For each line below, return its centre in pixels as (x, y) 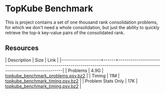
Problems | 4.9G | (85, 70)
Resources (22, 48)
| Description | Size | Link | (32, 60)
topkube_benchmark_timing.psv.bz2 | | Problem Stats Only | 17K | (71, 81)
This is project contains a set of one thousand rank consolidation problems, (82, 22)
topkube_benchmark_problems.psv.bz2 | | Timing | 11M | (62, 76)
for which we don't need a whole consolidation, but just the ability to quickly (82, 27)
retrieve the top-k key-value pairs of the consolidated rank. (65, 32)
